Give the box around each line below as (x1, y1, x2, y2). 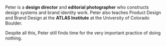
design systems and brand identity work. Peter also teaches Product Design (5, 9, 161, 15)
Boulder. (5, 20, 22, 26)
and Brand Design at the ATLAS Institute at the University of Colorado (5, 15, 150, 20)
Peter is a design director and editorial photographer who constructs (5, 4, 149, 10)
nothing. (5, 35, 22, 41)
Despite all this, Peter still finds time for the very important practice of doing (5, 30, 161, 35)
